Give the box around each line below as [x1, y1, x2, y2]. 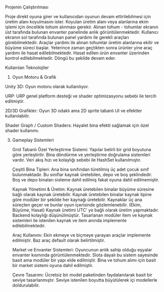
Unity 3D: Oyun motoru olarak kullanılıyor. [5, 84, 89, 90]
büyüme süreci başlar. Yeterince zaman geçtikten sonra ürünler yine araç [5, 45, 153, 50]
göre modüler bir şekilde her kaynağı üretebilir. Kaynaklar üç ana [12, 197, 142, 202]
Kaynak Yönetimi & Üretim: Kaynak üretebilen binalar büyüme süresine [12, 186, 154, 192]
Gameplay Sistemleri [12, 137, 54, 143]
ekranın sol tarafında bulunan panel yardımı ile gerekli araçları [5, 34, 129, 40]
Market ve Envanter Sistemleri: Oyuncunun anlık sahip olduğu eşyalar [12, 247, 153, 252]
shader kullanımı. [5, 128, 40, 134]
